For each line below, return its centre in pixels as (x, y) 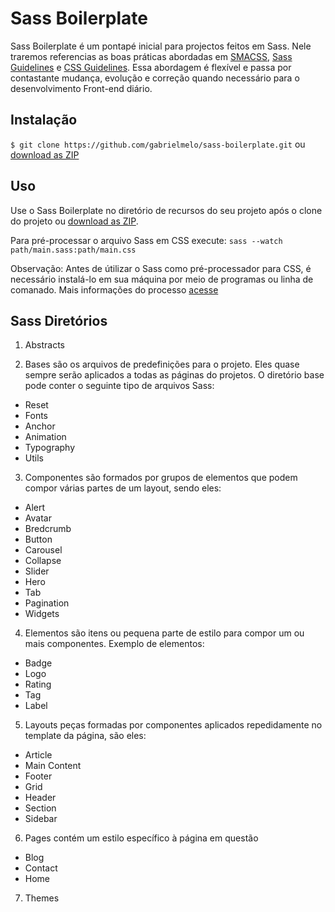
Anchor (40, 426)
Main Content (53, 766)
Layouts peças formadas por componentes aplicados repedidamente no (173, 725)
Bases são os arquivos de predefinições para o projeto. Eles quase (162, 364)
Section (40, 808)
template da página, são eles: (85, 736)
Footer (38, 776)
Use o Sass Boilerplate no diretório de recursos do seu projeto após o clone (166, 210)
